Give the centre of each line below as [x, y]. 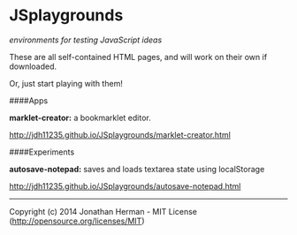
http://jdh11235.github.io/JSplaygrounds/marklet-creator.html [120, 134]
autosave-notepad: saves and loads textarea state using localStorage [137, 169]
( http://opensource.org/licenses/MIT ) [77, 221]
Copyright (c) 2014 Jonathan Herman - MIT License [103, 211]
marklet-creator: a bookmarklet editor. [80, 117]
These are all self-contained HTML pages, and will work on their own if [138, 57]
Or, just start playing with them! [66, 83]
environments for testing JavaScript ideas [86, 40]
